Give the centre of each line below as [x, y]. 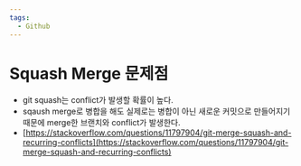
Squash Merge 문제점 [89, 74]
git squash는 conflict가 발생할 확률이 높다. [98, 100]
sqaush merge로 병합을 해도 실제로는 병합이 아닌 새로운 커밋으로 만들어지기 [156, 111]
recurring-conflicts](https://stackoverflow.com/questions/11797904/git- [155, 143]
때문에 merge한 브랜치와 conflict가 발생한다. [101, 123]
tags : [19, 18]
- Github [34, 26]
